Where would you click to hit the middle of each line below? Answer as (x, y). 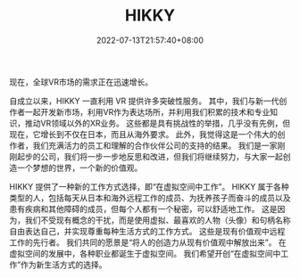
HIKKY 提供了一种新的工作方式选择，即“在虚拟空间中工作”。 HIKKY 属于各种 (150, 186)
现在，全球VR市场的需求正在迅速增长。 (81, 82)
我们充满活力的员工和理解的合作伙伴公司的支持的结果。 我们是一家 (155, 145)
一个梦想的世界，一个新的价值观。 (79, 168)
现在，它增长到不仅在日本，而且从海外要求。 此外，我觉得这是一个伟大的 (143, 134)
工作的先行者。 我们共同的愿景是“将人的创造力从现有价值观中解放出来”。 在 (148, 242)
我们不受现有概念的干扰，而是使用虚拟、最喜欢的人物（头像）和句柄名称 (158, 220)
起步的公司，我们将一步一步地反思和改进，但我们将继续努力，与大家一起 (150, 156)
